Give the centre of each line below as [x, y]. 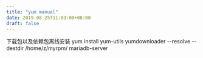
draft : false [23, 23]
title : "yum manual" [33, 12]
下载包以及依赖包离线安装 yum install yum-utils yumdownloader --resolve [98, 42]
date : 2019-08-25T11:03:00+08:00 [49, 18]
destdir [15, 48]
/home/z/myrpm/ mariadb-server [67, 48]
